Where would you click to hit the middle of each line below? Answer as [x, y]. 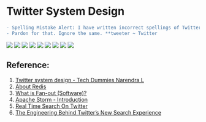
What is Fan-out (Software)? [51, 93]
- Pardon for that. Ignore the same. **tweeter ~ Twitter [82, 33]
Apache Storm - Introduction [51, 99]
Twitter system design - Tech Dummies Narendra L [79, 80]
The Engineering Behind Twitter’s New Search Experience [88, 112]
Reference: [28, 65]
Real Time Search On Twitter [51, 106]
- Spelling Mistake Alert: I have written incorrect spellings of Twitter [104, 28]
